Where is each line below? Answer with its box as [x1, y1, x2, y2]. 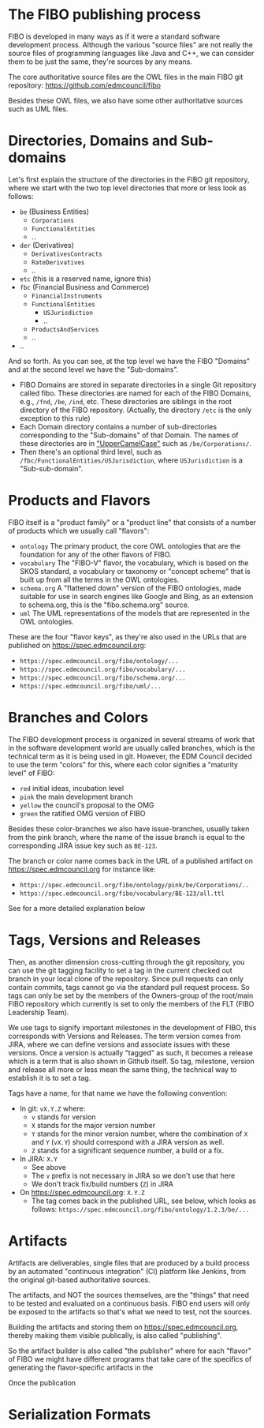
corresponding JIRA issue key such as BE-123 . [8, 841, 158, 850]
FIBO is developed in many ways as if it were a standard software [8, 32, 221, 41]
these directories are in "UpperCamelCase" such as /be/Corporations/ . [19, 438, 252, 448]
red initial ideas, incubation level [19, 783, 125, 793]
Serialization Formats [8, 1405, 151, 1423]
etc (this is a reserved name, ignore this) [19, 274, 151, 283]
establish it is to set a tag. [8, 1073, 91, 1082]
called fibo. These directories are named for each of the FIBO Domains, [19, 388, 251, 398]
